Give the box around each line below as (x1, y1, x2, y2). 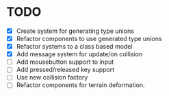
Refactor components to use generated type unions (16, 35, 162, 43)
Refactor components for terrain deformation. (16, 81, 145, 89)
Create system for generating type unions (16, 27, 135, 35)
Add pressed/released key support (16, 66, 115, 74)
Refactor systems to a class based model (16, 43, 133, 51)
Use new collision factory (16, 73, 88, 82)
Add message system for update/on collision (16, 50, 143, 58)
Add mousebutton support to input (16, 58, 114, 66)
